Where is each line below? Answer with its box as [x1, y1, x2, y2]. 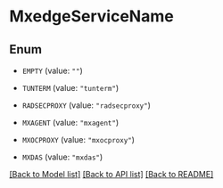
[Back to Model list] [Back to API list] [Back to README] [9, 169, 214, 179]
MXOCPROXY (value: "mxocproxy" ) [21, 135, 136, 144]
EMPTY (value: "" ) [21, 65, 83, 76]
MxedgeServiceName [9, 6, 174, 27]
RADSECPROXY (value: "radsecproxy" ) [21, 100, 152, 110]
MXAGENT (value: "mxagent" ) [21, 118, 119, 127]
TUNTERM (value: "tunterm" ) [21, 83, 119, 93]
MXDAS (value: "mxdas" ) [21, 151, 103, 162]
